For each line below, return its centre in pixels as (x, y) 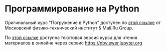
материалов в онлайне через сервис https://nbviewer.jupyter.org (73, 42)
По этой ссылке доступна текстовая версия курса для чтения (71, 37)
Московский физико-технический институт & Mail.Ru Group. (69, 27)
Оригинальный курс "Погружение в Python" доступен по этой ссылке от (83, 22)
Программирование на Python (72, 9)
